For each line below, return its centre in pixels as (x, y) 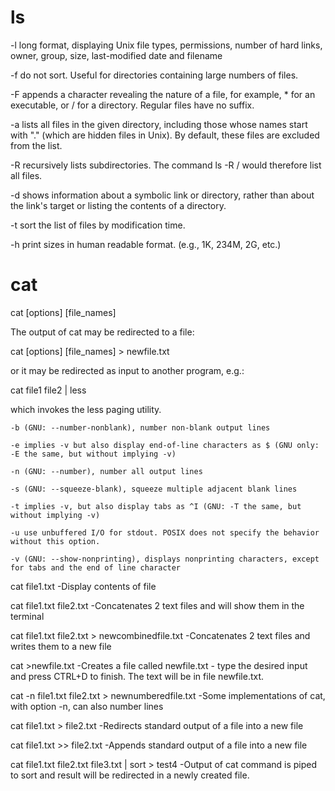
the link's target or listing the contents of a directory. (118, 205)
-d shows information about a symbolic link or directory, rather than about (162, 195)
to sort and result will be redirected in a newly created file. (130, 775)
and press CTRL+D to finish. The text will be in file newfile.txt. (137, 676)
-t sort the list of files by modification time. (98, 225)
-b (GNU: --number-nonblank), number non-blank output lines (140, 427)
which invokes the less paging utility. (86, 409)
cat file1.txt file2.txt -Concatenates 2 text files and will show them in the (157, 605)
